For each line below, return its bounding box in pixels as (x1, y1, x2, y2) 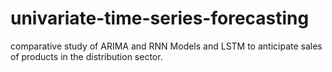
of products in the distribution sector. (10, 50, 163, 62)
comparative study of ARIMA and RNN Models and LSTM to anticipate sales (10, 40, 323, 52)
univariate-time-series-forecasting (10, 7, 310, 30)
